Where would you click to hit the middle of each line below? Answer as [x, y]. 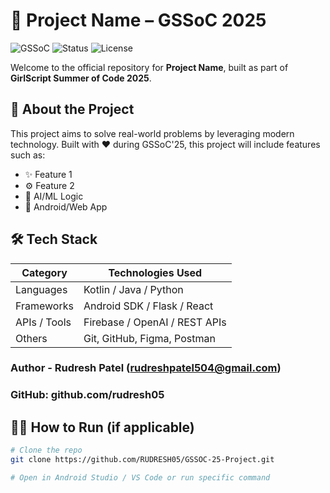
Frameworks [44, 306]
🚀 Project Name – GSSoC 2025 [138, 20]
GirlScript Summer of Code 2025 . [81, 78]
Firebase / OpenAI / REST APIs [155, 322]
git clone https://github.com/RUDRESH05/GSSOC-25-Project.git [142, 460]
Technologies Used [155, 272]
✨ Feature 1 [48, 174]
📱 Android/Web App [66, 206]
